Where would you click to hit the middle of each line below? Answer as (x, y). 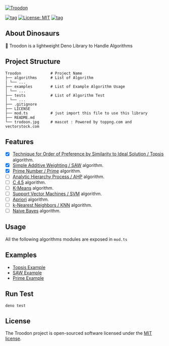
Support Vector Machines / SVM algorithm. (57, 193)
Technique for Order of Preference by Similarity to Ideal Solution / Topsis (88, 154)
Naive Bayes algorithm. (37, 211)
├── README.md (20, 117)
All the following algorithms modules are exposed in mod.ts (66, 239)
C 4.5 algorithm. (29, 182)
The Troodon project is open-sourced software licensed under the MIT (79, 333)
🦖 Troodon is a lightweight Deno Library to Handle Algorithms (69, 46)
